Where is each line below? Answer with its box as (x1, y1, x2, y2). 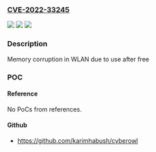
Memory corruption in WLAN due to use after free (7, 54, 150, 63)
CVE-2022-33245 (7, 5, 70, 15)
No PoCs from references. (7, 105, 82, 113)
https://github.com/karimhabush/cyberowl (17, 136, 139, 144)
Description (7, 39, 48, 49)
